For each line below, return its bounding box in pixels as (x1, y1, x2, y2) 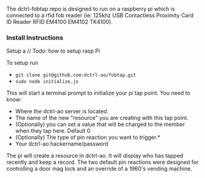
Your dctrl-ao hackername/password (15, 140, 109, 147)
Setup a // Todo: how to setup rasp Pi (6, 47, 100, 54)
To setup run (6, 59, 39, 67)
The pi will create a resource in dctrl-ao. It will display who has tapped (6, 152, 184, 160)
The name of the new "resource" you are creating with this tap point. (15, 114, 188, 122)
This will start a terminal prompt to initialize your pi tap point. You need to (6, 89, 191, 97)
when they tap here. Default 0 (15, 127, 91, 135)
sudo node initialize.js (15, 79, 79, 85)
